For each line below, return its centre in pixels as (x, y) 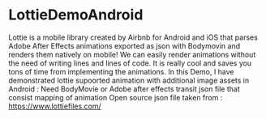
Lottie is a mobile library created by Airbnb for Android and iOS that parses (133, 37)
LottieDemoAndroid (76, 15)
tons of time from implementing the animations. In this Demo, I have (121, 71)
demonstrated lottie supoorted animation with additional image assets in (129, 80)
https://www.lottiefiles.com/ (55, 106)
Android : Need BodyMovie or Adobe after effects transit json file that (124, 89)
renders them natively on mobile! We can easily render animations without (132, 54)
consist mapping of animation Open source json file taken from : (116, 97)
